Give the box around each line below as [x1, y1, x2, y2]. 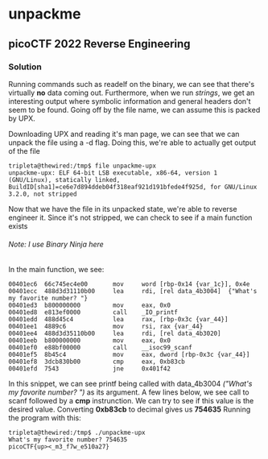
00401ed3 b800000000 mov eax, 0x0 [8, 301, 171, 310]
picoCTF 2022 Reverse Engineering [8, 37, 191, 51]
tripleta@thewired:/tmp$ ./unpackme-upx [8, 428, 146, 437]
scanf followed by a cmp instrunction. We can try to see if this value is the [8, 396, 254, 406]
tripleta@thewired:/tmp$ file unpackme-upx [8, 162, 157, 170]
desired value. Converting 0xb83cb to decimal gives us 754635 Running [8, 404, 251, 415]
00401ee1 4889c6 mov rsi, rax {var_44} [8, 323, 204, 331]
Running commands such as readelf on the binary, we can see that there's [8, 79, 255, 89]
